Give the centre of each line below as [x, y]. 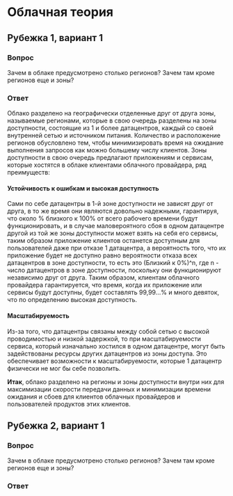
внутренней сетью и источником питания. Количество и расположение [114, 136]
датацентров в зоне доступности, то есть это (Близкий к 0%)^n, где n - [113, 263]
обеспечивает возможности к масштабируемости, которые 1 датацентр [115, 361]
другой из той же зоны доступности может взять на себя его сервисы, [113, 233]
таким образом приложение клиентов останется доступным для [104, 241]
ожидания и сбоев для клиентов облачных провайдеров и [94, 397]
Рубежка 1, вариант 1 [55, 38]
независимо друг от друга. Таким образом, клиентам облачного [103, 278]
